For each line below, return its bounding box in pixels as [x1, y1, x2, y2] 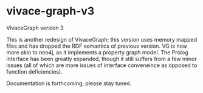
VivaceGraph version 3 [6, 24, 64, 31]
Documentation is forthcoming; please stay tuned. [6, 80, 132, 87]
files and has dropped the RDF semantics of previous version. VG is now [6, 42, 187, 50]
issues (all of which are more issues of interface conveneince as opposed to [6, 62, 198, 69]
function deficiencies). [6, 68, 63, 75]
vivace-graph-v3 [6, 4, 95, 18]
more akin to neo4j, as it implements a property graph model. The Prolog [6, 48, 188, 56]
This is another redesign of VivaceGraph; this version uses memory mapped [6, 36, 198, 43]
